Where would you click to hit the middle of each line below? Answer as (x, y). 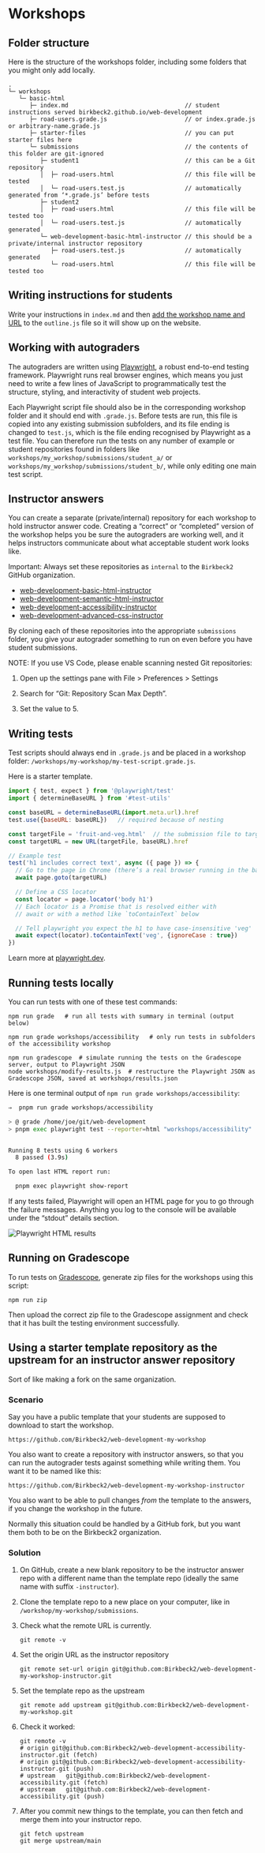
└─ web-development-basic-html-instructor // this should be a (146, 237)
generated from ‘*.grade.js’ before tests (79, 195)
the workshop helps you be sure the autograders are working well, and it (126, 535)
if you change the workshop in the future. (76, 1508)
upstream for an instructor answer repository (122, 1360)
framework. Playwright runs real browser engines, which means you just (125, 375)
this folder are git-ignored (56, 154)
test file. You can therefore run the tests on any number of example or (121, 441)
